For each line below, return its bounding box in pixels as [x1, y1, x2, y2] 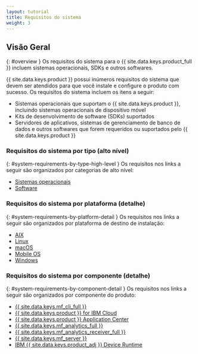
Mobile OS [14, 250, 41, 257]
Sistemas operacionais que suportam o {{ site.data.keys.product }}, [14, 100, 181, 108]
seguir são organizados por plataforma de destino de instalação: [6, 219, 165, 227]
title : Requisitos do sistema [6, 14, 82, 20]
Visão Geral [6, 42, 51, 52]
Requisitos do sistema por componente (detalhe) [6, 271, 150, 280]
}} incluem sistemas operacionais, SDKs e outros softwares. [6, 64, 153, 72]
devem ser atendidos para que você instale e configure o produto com [6, 82, 180, 90]
